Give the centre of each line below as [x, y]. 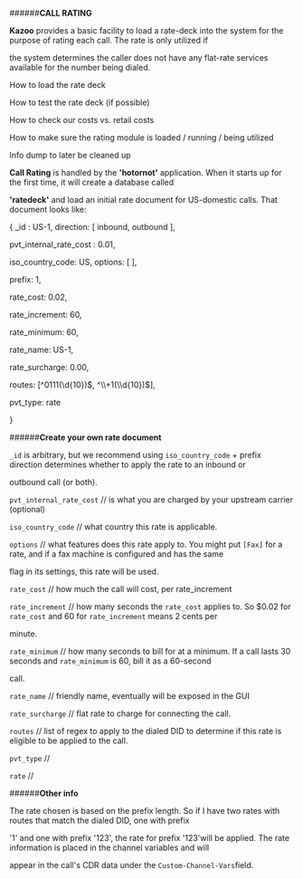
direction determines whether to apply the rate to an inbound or [128, 464]
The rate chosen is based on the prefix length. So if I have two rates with [145, 811]
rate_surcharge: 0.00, [49, 367]
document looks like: [48, 209]
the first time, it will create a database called [92, 182]
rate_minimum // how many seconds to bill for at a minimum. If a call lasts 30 [150, 651]
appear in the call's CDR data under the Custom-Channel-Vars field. [132, 865]
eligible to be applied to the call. [69, 740]
